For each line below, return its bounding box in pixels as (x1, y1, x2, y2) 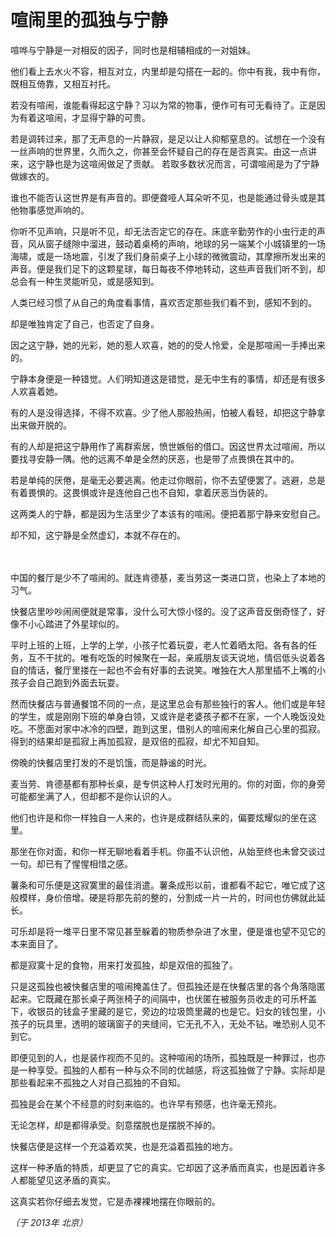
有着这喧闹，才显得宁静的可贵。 (18, 111, 151, 123)
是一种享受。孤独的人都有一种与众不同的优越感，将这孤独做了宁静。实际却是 (10, 1064, 326, 1076)
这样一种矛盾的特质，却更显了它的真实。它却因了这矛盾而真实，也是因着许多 (10, 1161, 326, 1173)
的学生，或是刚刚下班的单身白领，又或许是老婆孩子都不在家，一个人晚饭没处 (10, 710, 326, 722)
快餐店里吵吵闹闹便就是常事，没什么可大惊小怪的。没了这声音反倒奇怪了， (10, 605, 317, 617)
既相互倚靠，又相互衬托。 (10, 77, 116, 90)
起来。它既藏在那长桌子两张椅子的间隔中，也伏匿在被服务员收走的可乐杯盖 (10, 992, 317, 1005)
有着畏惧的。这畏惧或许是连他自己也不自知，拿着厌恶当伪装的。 (10, 486, 273, 498)
